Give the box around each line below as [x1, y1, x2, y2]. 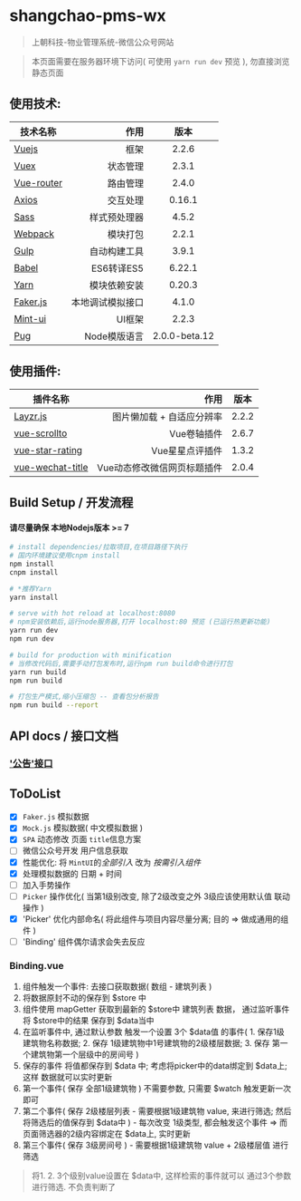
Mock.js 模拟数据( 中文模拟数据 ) [22, 822, 143, 834]
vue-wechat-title [14, 460, 89, 473]
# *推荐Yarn [9, 584, 52, 594]
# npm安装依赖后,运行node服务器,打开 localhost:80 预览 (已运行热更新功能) [9, 617, 271, 626]
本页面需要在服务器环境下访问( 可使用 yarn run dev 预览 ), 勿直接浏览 [31, 55, 290, 66]
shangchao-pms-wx [9, 5, 166, 26]
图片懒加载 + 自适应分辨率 [111, 410, 223, 422]
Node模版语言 [84, 330, 145, 343]
